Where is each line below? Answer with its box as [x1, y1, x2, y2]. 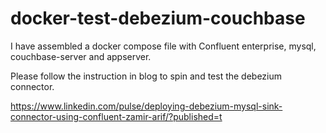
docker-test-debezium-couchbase [10, 7, 306, 30]
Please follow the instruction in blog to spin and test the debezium [10, 70, 283, 82]
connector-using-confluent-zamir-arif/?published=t [10, 110, 223, 122]
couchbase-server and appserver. [10, 50, 152, 62]
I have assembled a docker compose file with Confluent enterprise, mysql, [10, 40, 317, 52]
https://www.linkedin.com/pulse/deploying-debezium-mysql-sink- [10, 100, 283, 112]
